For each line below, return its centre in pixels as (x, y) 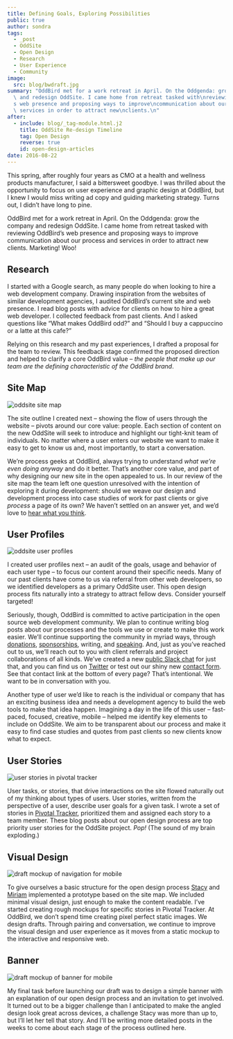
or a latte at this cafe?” (39, 330)
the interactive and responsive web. (58, 938)
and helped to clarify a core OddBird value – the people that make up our (112, 359)
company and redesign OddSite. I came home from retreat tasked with (108, 226)
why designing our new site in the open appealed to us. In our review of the (115, 475)
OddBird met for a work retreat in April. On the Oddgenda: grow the (103, 218)
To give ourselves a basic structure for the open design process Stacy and (114, 887)
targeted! (20, 602)
